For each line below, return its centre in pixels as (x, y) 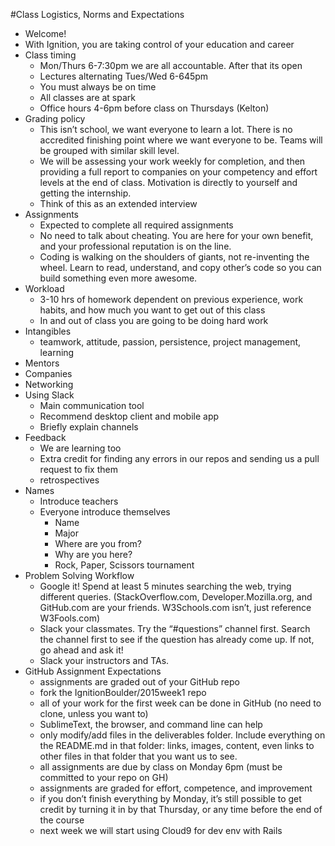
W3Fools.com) (70, 618)
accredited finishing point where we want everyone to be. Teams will (181, 140)
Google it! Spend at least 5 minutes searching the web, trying (165, 586)
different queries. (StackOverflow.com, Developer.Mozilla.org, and (176, 597)
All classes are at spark (88, 97)
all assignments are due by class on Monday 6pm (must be (161, 767)
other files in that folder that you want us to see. (138, 756)
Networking (49, 384)
